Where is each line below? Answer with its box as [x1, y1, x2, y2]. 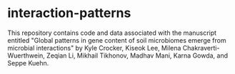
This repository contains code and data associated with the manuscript [7, 28, 216, 37]
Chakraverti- [182, 43, 220, 52]
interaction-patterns [7, 5, 131, 21]
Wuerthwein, [7, 51, 45, 60]
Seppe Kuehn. [7, 58, 49, 67]
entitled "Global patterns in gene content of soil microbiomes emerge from [7, 36, 226, 44]
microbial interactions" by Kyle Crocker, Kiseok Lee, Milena [7, 43, 181, 52]
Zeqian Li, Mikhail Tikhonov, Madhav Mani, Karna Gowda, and [46, 51, 229, 60]
